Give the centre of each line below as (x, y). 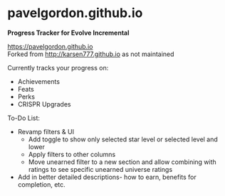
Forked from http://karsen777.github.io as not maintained (91, 54)
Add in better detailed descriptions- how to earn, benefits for (107, 177)
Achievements (39, 81)
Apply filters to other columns (72, 154)
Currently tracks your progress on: (58, 67)
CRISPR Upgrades (44, 104)
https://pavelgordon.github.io (50, 46)
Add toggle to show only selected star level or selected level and (123, 139)
